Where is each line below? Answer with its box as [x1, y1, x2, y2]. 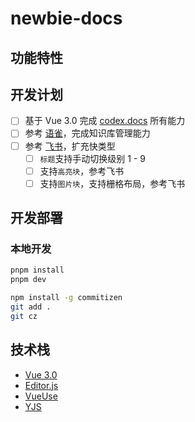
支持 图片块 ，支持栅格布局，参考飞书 [39, 177, 186, 189]
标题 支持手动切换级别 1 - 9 [39, 152, 147, 164]
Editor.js [24, 379, 59, 391]
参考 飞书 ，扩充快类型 [24, 140, 116, 152]
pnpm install [10, 265, 65, 276]
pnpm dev [10, 275, 47, 285]
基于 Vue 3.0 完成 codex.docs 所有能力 [24, 115, 186, 127]
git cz [10, 311, 38, 321]
